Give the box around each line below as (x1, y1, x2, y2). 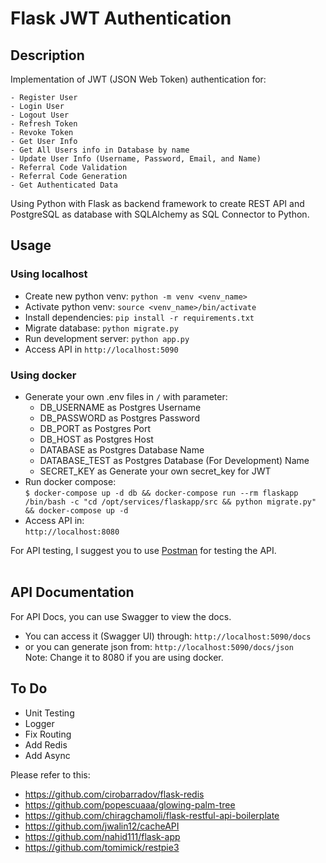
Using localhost (10, 267, 88, 281)
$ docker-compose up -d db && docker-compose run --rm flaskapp (24, 488, 299, 498)
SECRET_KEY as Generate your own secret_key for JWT (39, 465, 272, 477)
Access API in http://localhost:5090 (24, 343, 179, 355)
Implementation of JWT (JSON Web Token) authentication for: (10, 73, 267, 85)
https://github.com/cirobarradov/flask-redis (24, 788, 205, 800)
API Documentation (10, 584, 135, 601)
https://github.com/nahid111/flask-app (24, 830, 181, 842)
